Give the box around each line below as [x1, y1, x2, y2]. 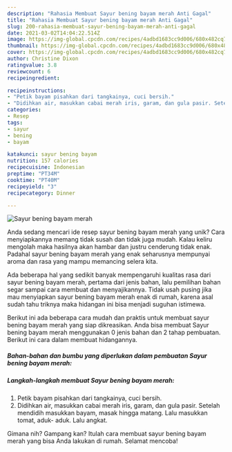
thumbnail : [7, 42, 39, 49]
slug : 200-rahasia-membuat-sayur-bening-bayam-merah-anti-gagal [7, 23, 196, 30]
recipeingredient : [7, 74, 60, 82]
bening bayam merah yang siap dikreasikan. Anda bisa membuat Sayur [7, 321, 209, 329]
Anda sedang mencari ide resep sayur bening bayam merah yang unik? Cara [7, 228, 225, 236]
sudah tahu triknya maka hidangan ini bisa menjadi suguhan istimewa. [7, 300, 206, 309]
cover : [7, 49, 26, 56]
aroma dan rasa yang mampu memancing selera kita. [7, 257, 158, 266]
